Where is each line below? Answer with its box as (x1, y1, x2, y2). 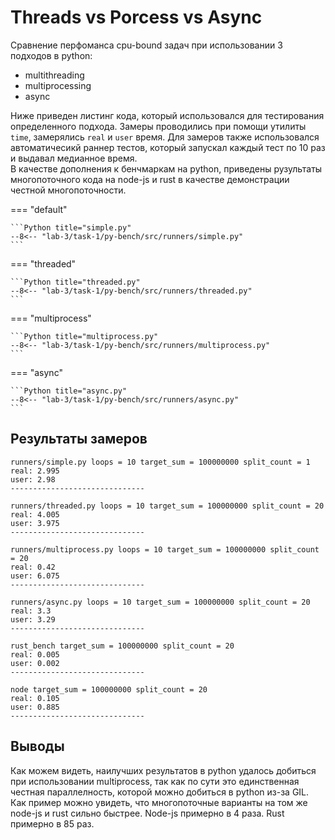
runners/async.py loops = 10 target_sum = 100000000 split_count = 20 (10, 597, 311, 607)
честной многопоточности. (10, 184, 127, 196)
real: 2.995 (10, 466, 60, 476)
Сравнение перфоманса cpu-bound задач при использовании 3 (10, 39, 283, 51)
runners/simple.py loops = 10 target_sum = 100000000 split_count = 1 (10, 457, 311, 467)
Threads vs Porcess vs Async (10, 6, 263, 29)
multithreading (24, 69, 85, 81)
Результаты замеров (10, 431, 148, 448)
